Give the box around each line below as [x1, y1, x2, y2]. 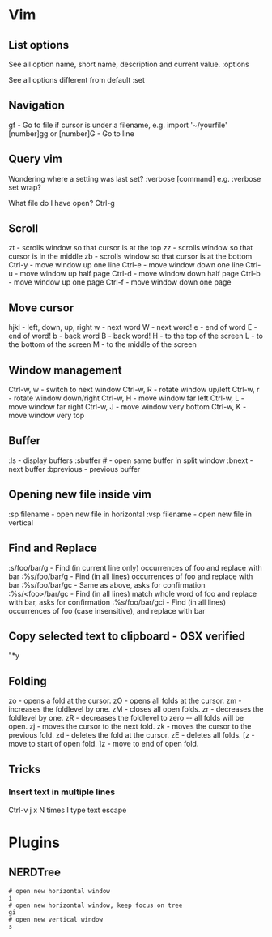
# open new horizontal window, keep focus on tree [8, 901, 183, 909]
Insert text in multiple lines [8, 786, 116, 798]
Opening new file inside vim [8, 488, 151, 502]
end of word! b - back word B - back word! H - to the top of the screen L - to [8, 331, 263, 341]
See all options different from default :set [8, 75, 146, 84]
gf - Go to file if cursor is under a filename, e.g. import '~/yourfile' [8, 120, 228, 130]
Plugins [8, 833, 61, 852]
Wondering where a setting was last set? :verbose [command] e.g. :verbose [8, 173, 261, 183]
